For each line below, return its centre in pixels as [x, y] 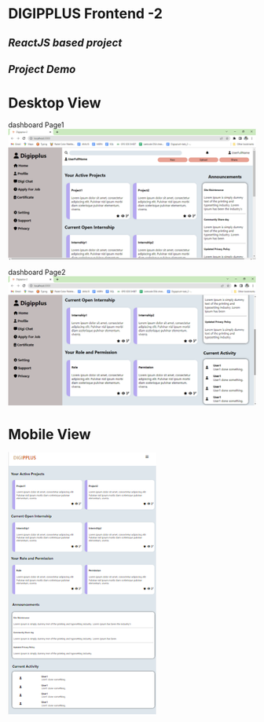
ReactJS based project [65, 43]
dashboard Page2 [37, 272]
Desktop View [55, 103]
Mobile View [49, 435]
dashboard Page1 [36, 125]
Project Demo [42, 69]
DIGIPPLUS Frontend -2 [86, 14]
